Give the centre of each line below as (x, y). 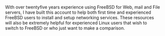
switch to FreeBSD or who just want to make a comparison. (65, 28)
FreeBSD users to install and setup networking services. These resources (80, 18)
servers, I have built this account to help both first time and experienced (78, 12)
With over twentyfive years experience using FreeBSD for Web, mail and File (82, 7)
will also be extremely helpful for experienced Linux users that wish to (76, 23)
